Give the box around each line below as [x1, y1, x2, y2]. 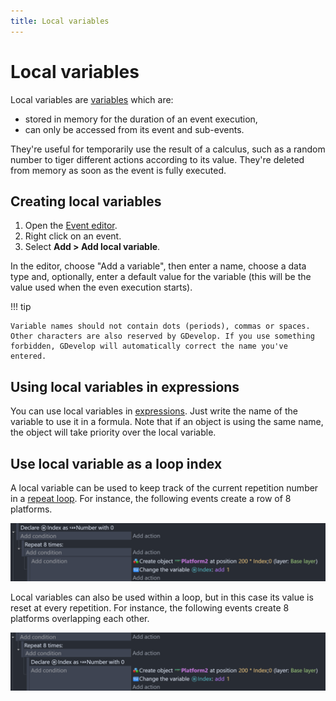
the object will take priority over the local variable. [10, 426, 217, 439]
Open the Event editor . [24, 220, 118, 232]
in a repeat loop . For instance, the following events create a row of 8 [10, 493, 292, 504]
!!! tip [10, 301, 32, 313]
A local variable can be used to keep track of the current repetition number [10, 482, 319, 494]
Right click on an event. [24, 230, 122, 242]
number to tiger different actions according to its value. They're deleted [10, 153, 305, 165]
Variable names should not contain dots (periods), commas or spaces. [10, 321, 311, 332]
